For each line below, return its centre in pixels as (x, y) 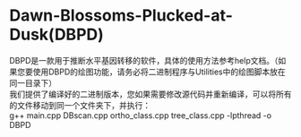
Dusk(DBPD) (57, 34)
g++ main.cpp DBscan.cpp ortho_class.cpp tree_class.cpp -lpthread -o (140, 115)
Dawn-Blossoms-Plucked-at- (121, 16)
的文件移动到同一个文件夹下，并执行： (80, 105)
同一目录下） (33, 82)
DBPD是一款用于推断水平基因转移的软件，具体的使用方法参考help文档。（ (144, 60)
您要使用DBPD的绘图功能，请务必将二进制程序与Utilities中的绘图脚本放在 (151, 72)
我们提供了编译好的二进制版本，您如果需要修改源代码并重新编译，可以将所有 (150, 94)
